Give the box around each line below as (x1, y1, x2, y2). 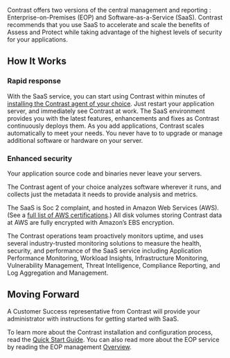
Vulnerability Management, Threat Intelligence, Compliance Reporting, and (7, 261, 220, 269)
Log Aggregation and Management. (7, 268, 109, 277)
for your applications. (7, 35, 68, 44)
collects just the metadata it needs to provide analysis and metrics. (7, 190, 198, 198)
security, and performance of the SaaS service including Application (7, 246, 202, 255)
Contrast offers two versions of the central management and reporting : (7, 6, 211, 14)
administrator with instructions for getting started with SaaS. (7, 314, 179, 323)
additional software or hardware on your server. (7, 136, 143, 144)
